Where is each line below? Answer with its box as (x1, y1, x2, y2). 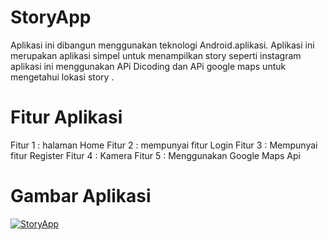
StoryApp (10, 6, 92, 29)
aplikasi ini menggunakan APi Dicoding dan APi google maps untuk (10, 60, 287, 72)
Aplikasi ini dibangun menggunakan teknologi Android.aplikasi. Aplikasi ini (10, 39, 315, 51)
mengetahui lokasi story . (10, 71, 115, 83)
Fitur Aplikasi (10, 106, 123, 129)
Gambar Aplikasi (10, 185, 152, 208)
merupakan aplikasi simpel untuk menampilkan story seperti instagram (10, 49, 302, 61)
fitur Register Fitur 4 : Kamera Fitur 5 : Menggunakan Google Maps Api (10, 149, 301, 161)
